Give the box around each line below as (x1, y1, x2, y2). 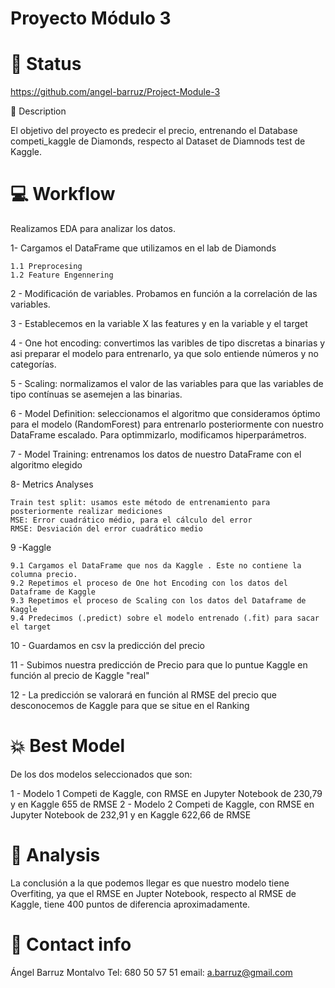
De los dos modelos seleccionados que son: (10, 768, 193, 780)
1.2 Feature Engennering (10, 270, 114, 281)
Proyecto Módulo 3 (10, 7, 172, 30)
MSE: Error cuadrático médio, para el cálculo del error (10, 515, 253, 526)
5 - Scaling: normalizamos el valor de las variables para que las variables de (10, 378, 324, 390)
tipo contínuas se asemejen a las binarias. (10, 388, 183, 401)
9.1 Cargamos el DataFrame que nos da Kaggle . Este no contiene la (10, 561, 302, 571)
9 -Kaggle (10, 542, 52, 554)
